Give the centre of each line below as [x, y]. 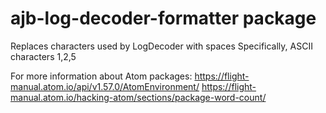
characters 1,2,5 [43, 56]
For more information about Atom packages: [101, 76]
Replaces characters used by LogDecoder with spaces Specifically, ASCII [161, 46]
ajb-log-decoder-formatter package [163, 18]
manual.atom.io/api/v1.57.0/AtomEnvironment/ [105, 86]
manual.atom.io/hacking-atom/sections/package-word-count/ [138, 97]
